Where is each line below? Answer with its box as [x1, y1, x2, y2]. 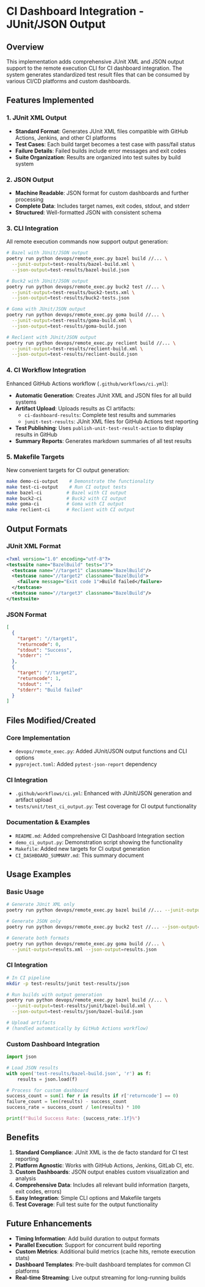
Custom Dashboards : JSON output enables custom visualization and [15, 1168, 189, 1176]
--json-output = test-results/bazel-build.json [12, 266, 130, 273]
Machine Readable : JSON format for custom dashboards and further [15, 189, 189, 197]
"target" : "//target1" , [17, 635, 78, 641]
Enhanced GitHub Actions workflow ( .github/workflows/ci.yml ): [6, 380, 168, 387]
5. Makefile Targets [6, 452, 65, 461]
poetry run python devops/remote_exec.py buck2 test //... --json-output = [6, 924, 201, 930]
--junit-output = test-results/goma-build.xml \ [12, 317, 132, 324]
